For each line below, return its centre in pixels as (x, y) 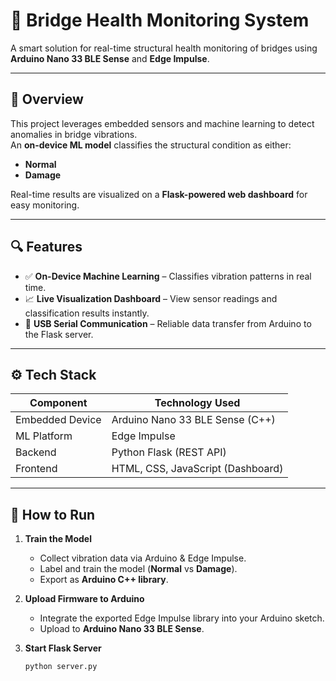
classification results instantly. (87, 313)
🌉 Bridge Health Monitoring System (160, 20)
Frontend (36, 469)
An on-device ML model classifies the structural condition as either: (151, 145)
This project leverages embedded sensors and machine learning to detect (162, 123)
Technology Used (197, 403)
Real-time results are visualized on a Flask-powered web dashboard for (159, 194)
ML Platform (44, 436)
